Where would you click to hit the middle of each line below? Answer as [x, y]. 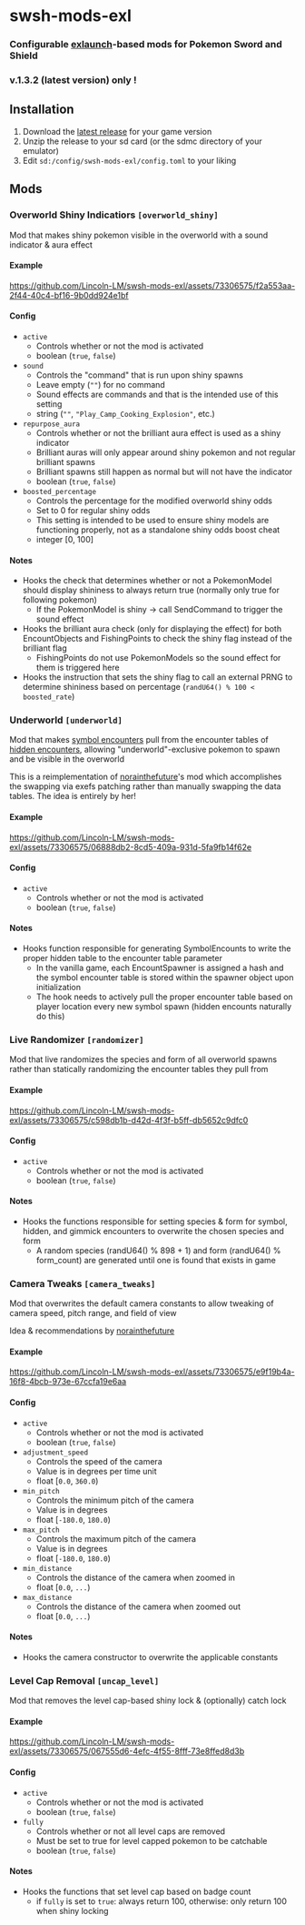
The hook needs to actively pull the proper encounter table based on [164, 997]
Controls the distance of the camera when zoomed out [138, 1606]
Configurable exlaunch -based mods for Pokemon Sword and [146, 45]
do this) [50, 1017]
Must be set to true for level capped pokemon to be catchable [152, 1840]
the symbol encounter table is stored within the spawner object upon [165, 978]
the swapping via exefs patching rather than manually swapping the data [145, 786]
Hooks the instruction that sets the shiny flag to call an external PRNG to [157, 677]
